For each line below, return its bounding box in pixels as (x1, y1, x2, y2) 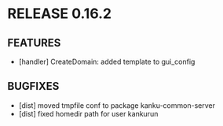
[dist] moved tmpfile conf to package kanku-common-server (18, 100, 215, 110)
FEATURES (7, 36, 61, 50)
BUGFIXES (7, 80, 60, 93)
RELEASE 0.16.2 (7, 5, 111, 23)
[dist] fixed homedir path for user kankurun (18, 109, 159, 118)
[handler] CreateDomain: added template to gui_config (18, 57, 196, 66)
